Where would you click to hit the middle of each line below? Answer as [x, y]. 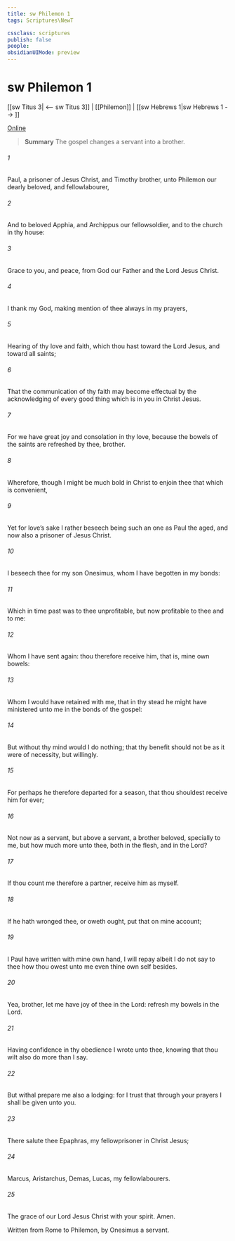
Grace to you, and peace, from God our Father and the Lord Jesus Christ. [113, 270]
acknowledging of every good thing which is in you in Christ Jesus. [104, 399]
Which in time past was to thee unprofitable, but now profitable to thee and [116, 611]
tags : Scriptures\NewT [40, 20]
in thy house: [26, 232]
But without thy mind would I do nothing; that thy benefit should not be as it [116, 747]
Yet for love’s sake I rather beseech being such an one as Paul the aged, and [117, 528]
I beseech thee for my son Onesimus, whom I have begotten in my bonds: [114, 573]
